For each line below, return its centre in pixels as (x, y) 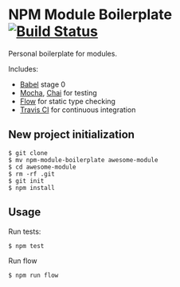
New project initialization (72, 135)
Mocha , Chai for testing (58, 92)
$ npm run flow (33, 275)
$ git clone (28, 153)
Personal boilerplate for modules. (63, 53)
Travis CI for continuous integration (78, 110)
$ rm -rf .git (32, 174)
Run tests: (25, 231)
